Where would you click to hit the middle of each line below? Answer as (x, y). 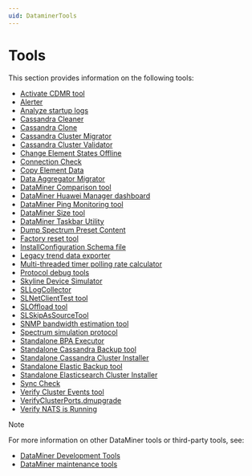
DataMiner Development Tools (70, 455)
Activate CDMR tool (53, 93)
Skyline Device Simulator (61, 281)
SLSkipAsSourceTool (54, 315)
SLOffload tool (44, 307)
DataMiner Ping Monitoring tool (71, 204)
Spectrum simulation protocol (69, 332)
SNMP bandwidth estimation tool (74, 323)
